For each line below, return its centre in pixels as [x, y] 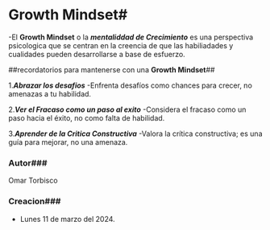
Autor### [28, 162]
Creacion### [35, 201]
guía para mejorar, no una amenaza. [68, 142]
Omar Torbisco [33, 181]
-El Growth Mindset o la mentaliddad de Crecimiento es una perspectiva [131, 37]
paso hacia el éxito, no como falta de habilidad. [87, 117]
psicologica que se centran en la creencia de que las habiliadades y [121, 45]
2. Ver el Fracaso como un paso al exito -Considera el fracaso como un [127, 109]
